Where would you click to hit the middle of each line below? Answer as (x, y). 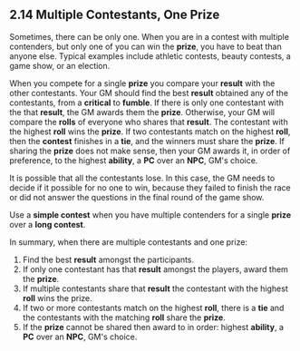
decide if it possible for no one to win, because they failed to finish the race (150, 187)
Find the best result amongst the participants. (108, 259)
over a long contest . (48, 224)
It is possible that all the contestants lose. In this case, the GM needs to (142, 178)
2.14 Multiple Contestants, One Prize (115, 15)
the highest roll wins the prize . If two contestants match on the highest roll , (150, 132)
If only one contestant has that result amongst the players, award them (155, 269)
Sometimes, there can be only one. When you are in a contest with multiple (150, 36)
